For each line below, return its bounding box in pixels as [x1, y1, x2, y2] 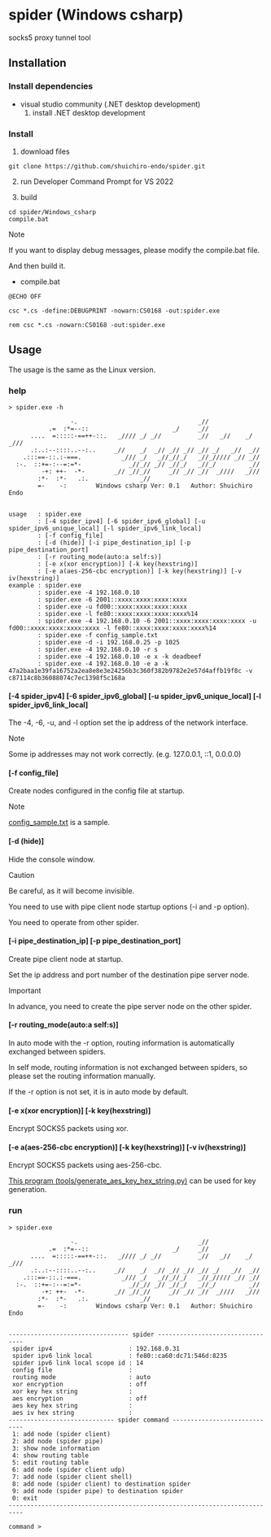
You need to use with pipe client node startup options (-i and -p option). [8, 902, 250, 911]
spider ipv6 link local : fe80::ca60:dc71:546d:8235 [11, 1351, 228, 1360]
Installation [8, 56, 67, 70]
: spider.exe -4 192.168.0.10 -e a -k [37, 660, 169, 668]
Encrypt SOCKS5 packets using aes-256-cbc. [8, 1160, 163, 1170]
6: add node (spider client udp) [11, 1465, 126, 1474]
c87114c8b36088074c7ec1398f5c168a [8, 674, 126, 683]
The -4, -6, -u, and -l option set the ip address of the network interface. [8, 718, 248, 727]
